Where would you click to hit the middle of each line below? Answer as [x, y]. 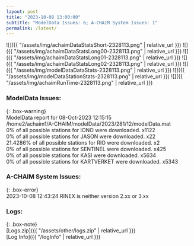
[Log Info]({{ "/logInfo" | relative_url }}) [53, 237]
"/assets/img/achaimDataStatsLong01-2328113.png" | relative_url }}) [97, 57]
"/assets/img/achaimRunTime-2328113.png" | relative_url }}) [79, 83]
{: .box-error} [22, 190]
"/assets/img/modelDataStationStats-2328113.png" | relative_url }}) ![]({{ [94, 76]
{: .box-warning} [26, 111]
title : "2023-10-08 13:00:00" [44, 17]
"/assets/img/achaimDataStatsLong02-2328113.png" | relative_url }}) [98, 64]
